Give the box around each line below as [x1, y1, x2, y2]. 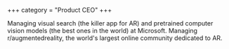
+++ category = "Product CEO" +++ [7, 6, 112, 14]
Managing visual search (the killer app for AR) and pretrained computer [7, 19, 214, 27]
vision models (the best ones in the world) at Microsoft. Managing [7, 27, 198, 35]
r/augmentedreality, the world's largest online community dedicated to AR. [7, 34, 223, 42]
